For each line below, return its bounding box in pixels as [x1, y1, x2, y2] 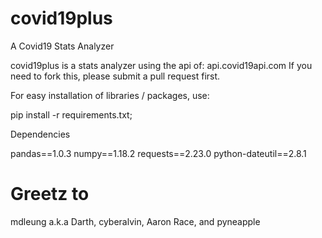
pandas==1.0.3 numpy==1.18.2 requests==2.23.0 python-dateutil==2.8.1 [10, 147, 307, 159]
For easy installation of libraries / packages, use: [10, 89, 210, 101]
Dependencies [10, 128, 71, 140]
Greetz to [10, 183, 90, 206]
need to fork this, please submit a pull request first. [10, 70, 221, 82]
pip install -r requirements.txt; [10, 108, 133, 121]
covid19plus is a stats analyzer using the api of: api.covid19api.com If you [10, 59, 313, 71]
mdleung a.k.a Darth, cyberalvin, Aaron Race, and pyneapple [10, 215, 261, 227]
